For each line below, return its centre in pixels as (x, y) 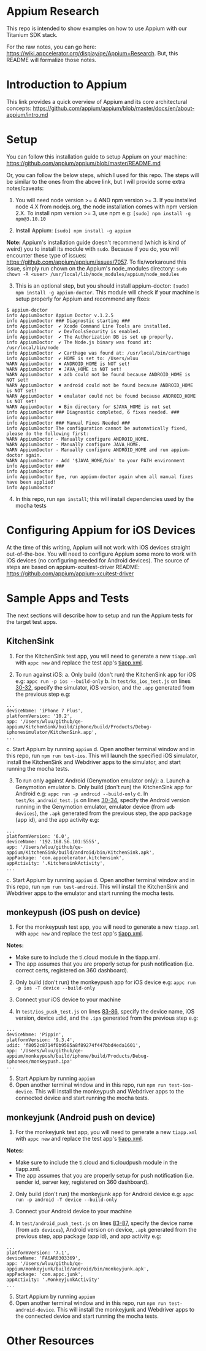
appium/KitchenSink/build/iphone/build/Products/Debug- (79, 727)
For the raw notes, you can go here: (51, 47)
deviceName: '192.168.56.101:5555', (53, 841)
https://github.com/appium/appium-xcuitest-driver (70, 573)
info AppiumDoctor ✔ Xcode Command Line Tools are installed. (89, 326)
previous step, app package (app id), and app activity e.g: (88, 1236)
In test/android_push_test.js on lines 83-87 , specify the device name (104, 1223)
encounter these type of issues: (47, 255)
